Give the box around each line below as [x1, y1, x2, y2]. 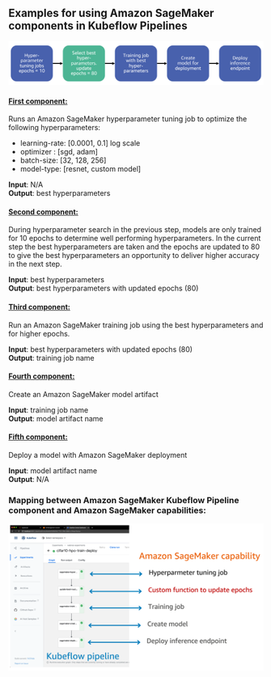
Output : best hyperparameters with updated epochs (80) [8, 283, 199, 294]
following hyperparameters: [8, 123, 101, 133]
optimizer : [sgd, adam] [19, 147, 99, 157]
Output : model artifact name [8, 413, 104, 423]
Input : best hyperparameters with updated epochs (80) [8, 344, 193, 354]
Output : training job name [8, 353, 95, 362]
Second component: [8, 206, 78, 217]
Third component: [8, 302, 70, 311]
